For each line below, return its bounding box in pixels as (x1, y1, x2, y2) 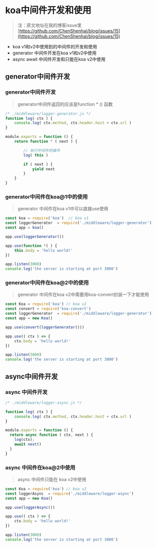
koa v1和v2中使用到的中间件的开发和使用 (12, 43, 97, 49)
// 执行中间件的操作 (23, 148, 60, 153)
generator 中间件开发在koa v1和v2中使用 (12, 50, 97, 56)
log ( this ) (23, 152, 49, 158)
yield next (32, 167, 55, 172)
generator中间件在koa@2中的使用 (5, 279, 89, 286)
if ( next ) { (23, 162, 53, 167)
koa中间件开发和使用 (5, 5, 92, 16)
